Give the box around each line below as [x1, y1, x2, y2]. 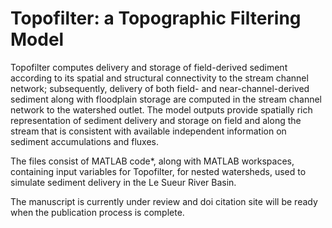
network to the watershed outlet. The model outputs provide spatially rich [10, 103, 313, 116]
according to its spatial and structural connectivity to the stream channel [10, 72, 309, 84]
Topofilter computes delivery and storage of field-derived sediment [10, 61, 288, 73]
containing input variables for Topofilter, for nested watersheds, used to [10, 165, 307, 177]
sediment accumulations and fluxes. [10, 135, 160, 147]
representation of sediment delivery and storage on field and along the [10, 114, 302, 126]
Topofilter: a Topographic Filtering [10, 7, 302, 30]
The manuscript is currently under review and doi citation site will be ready [10, 195, 318, 207]
